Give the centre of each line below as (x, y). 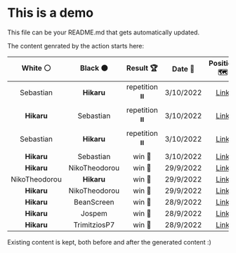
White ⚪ (36, 68)
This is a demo (50, 13)
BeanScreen (94, 202)
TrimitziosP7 (94, 224)
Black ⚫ (94, 68)
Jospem (94, 213)
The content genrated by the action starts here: (76, 46)
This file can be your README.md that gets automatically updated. (104, 32)
